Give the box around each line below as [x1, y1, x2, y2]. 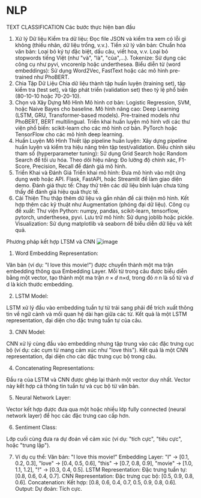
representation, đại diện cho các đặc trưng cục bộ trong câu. [6, 352, 157, 360]
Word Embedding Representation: [14, 250, 99, 257]
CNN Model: [14, 328, 46, 335]
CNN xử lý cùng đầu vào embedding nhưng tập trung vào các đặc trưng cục [6, 340, 194, 347]
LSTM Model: [14, 292, 49, 299]
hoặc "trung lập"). [6, 442, 51, 449]
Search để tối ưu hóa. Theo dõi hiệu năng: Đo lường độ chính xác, [14, 156, 178, 163]
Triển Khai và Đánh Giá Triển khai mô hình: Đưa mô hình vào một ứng [14, 169, 186, 176]
